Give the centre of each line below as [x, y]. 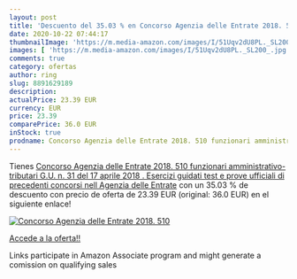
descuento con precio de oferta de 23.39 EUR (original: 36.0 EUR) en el [139, 194]
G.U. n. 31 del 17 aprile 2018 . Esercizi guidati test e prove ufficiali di [162, 175]
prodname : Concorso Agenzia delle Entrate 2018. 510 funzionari [130, 141]
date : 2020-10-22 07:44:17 [59, 34]
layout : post [33, 17]
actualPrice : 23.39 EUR [53, 100]
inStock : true [35, 133]
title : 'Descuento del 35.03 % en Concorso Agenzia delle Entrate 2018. [146, 26]
